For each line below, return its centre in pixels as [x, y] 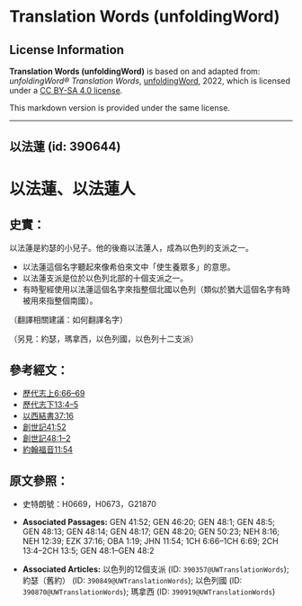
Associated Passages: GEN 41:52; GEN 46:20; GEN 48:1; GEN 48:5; [149, 522]
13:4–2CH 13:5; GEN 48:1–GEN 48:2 [88, 551]
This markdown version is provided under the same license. [120, 108]
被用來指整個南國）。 [60, 301]
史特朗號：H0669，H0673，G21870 [89, 504]
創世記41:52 [44, 427]
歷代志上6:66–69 [53, 394]
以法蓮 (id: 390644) [65, 147]
